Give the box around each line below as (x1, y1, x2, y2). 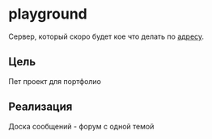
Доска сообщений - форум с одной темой (8, 121, 155, 131)
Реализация (8, 100, 73, 114)
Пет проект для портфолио (8, 76, 101, 86)
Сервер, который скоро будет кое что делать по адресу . (8, 32, 205, 41)
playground (8, 5, 87, 23)
